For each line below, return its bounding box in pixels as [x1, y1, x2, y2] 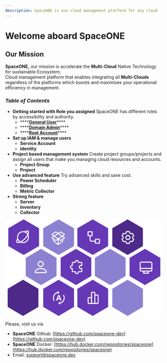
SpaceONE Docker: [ [12, 341, 56, 347]
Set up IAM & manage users [12, 135, 71, 141]
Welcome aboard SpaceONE [5, 30, 125, 41]
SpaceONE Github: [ [12, 330, 55, 336]
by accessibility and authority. [12, 113, 74, 119]
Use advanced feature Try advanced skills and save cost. [12, 172, 132, 178]
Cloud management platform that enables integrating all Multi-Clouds [5, 74, 149, 80]
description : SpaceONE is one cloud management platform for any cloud [5, 8, 157, 13]
